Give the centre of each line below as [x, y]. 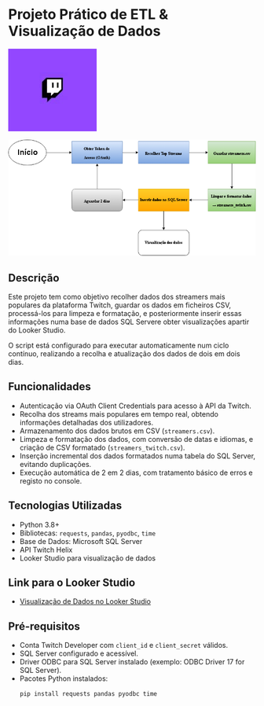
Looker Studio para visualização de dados [87, 558]
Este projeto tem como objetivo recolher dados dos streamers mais [117, 296]
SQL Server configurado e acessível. [79, 653]
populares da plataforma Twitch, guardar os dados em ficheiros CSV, [120, 305]
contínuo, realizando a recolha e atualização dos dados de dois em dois [125, 353]
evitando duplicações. [55, 464]
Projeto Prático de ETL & [88, 15]
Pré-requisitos [44, 626]
